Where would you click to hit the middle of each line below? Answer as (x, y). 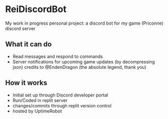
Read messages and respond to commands (58, 56)
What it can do (29, 44)
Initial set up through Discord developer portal (60, 95)
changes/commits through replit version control (62, 105)
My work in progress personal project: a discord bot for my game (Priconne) (85, 23)
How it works (26, 83)
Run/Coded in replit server (40, 100)
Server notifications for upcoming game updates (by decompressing (84, 62)
